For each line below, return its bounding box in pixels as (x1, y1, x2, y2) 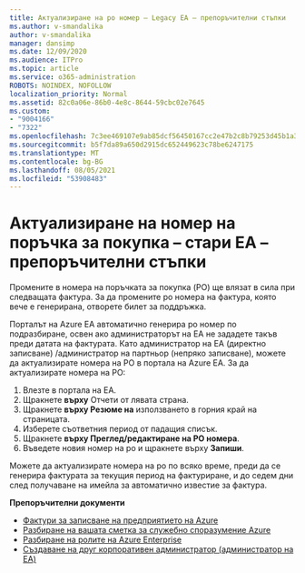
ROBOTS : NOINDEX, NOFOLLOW (9, 81, 112, 90)
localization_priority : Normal (9, 89, 128, 98)
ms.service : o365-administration (9, 73, 136, 82)
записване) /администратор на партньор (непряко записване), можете (9, 347, 287, 359)
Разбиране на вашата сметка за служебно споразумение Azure (22, 525, 271, 536)
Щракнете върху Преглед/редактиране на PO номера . (22, 433, 241, 444)
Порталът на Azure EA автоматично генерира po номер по (9, 319, 238, 330)
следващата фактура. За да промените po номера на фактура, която (9, 292, 277, 303)
